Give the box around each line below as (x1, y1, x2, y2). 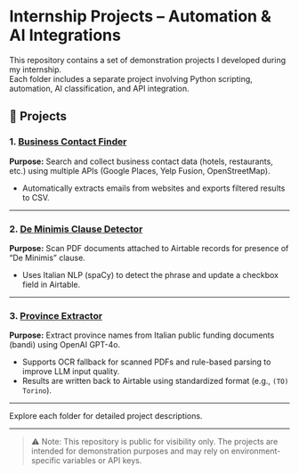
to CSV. (21, 192, 51, 202)
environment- (230, 445, 281, 456)
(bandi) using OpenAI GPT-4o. (9, 339, 121, 350)
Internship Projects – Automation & (9, 6, 271, 27)
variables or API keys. (61, 455, 142, 466)
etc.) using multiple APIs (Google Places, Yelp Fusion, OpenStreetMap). (9, 165, 271, 176)
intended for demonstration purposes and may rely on (30, 445, 230, 456)
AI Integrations (9, 25, 122, 45)
